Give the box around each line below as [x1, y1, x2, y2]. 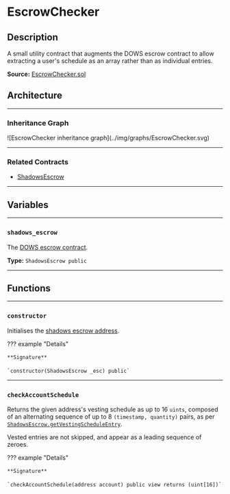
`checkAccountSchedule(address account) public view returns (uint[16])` [7, 481, 222, 488]
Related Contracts [7, 157, 68, 167]
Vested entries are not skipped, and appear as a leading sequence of [7, 432, 202, 441]
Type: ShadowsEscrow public [7, 256, 87, 264]
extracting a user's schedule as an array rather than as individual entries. [7, 57, 213, 65]
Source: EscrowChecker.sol [7, 70, 86, 78]
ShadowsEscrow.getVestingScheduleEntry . [7, 419, 123, 428]
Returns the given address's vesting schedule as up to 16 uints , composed [7, 405, 218, 413]
